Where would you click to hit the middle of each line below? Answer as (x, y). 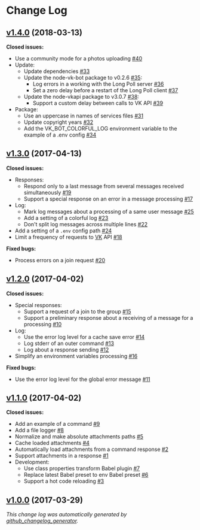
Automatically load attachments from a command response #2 (92, 449)
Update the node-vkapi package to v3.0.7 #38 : (81, 97)
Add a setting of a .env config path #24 (63, 231)
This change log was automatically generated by (67, 514)
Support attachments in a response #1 (61, 456)
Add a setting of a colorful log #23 (66, 218)
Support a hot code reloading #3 (64, 481)
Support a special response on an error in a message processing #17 (108, 199)
